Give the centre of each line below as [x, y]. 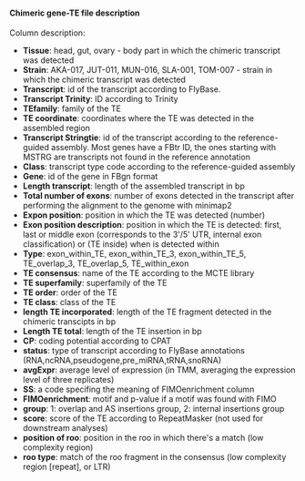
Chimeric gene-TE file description [75, 13]
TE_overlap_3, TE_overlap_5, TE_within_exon [106, 263]
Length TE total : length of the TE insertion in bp [112, 332]
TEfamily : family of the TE [71, 108]
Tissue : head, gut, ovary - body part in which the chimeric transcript [151, 51]
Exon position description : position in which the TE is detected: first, [152, 225]
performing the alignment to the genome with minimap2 [127, 206]
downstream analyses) [65, 428]
